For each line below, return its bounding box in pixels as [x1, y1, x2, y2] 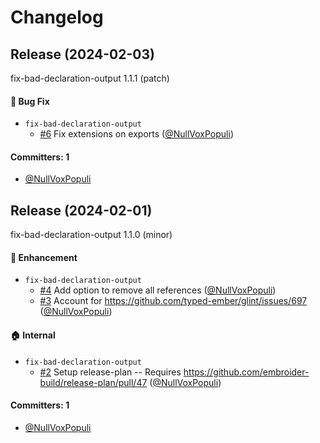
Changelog [10, 6, 104, 29]
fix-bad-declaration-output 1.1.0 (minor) [10, 229, 173, 241]
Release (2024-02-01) [10, 202, 153, 219]
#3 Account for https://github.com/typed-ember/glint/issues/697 [39, 295, 308, 307]
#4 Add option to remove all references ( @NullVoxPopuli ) [39, 284, 277, 296]
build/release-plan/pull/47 [39, 376, 148, 388]
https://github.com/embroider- [183, 366, 310, 378]
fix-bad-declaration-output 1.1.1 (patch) [10, 72, 170, 84]
